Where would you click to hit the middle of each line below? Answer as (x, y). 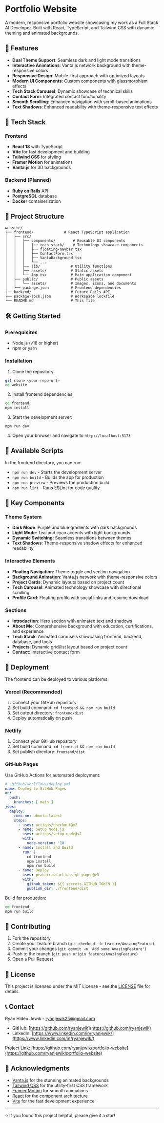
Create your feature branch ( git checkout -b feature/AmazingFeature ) (83, 944)
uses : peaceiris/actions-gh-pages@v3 (61, 875)
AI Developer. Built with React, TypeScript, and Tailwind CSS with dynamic (80, 27)
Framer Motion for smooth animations (50, 1090)
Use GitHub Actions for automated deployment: (53, 775)
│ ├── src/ (18, 236)
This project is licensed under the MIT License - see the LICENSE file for (78, 986)
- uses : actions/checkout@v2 (48, 825)
